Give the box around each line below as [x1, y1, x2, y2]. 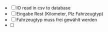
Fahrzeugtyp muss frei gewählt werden [16, 17, 97, 22]
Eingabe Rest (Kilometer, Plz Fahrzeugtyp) [16, 11, 103, 16]
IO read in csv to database [16, 5, 71, 10]
